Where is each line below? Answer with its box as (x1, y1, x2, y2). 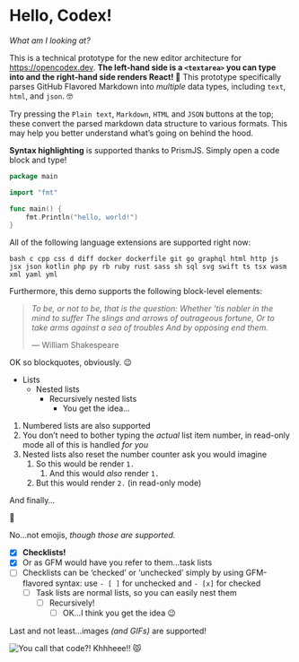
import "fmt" (9, 187, 58, 197)
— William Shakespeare (31, 340, 119, 351)
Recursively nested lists (48, 394, 137, 405)
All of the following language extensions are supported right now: (9, 237, 251, 248)
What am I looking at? (9, 35, 92, 46)
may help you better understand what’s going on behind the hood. (9, 127, 254, 138)
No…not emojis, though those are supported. (9, 530, 176, 541)
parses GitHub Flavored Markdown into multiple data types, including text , (9, 81, 286, 91)
